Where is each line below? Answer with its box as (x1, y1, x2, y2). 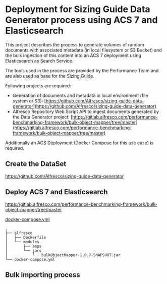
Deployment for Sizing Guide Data (5, 4, 150, 15)
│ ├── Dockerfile (5, 235, 46, 240)
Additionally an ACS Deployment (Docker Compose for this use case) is (5, 140, 154, 146)
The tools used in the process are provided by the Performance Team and (5, 67, 159, 74)
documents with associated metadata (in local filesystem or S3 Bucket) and (5, 47, 162, 53)
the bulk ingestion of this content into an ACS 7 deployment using (5, 52, 141, 59)
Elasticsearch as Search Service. (5, 58, 74, 64)
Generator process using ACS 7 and (5, 14, 158, 26)
